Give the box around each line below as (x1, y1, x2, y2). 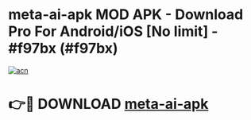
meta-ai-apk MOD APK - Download (8, 6, 244, 24)
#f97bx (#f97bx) (8, 40, 118, 57)
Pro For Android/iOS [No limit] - (8, 22, 218, 41)
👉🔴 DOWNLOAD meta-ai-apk (8, 95, 209, 113)
